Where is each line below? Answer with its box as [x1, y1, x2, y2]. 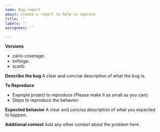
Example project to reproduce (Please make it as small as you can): [12, 92, 149, 98]
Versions [5, 43, 24, 49]
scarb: [12, 64, 26, 69]
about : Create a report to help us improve [5, 12, 96, 17]
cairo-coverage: [12, 53, 45, 59]
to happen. [5, 112, 27, 118]
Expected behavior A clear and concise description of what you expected [5, 107, 156, 113]
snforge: [12, 58, 30, 64]
